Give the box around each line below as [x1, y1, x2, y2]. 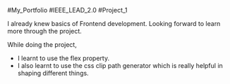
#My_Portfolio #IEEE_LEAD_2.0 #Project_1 [7, 6, 128, 14]
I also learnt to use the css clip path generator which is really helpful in [17, 62, 224, 69]
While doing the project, [7, 41, 78, 48]
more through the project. [7, 27, 83, 35]
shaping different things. [17, 69, 90, 77]
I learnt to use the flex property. [17, 54, 110, 62]
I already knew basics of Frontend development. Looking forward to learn [7, 20, 221, 27]
